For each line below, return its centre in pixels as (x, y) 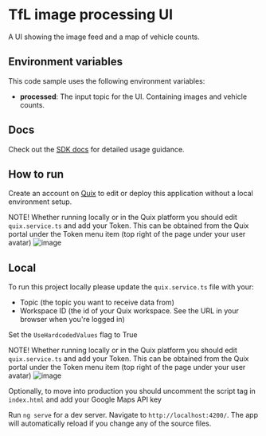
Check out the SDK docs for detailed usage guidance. (96, 149)
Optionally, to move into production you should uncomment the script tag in (132, 391)
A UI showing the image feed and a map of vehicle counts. (104, 37)
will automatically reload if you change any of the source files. (110, 423)
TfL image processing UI (91, 15)
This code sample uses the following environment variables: (107, 81)
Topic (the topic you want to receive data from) (97, 302)
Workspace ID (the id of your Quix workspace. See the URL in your (129, 311)
